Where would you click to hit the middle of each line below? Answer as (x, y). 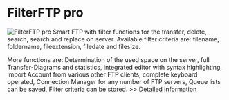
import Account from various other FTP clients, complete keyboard (102, 74)
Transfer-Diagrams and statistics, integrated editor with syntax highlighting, (115, 67)
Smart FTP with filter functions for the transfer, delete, (130, 32)
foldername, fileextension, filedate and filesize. (74, 46)
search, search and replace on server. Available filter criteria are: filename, (113, 39)
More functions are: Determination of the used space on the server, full (108, 59)
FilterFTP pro (45, 13)
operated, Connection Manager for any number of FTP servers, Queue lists (114, 81)
